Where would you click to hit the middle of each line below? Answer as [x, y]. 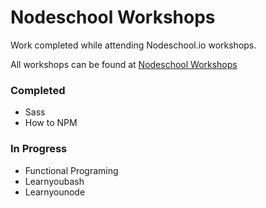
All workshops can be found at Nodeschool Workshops [124, 64]
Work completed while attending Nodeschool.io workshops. [133, 45]
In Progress [39, 149]
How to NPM [51, 123]
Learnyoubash [54, 181]
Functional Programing [71, 170]
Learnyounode [55, 192]
